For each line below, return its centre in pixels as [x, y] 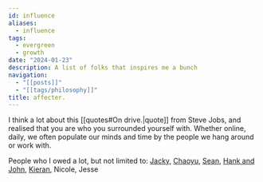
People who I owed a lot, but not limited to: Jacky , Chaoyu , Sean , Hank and [131, 161]
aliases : [23, 23]
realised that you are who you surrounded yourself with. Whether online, [127, 129]
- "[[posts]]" [39, 82]
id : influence [32, 16]
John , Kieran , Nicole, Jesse [53, 169]
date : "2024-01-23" [41, 61]
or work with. [30, 145]
